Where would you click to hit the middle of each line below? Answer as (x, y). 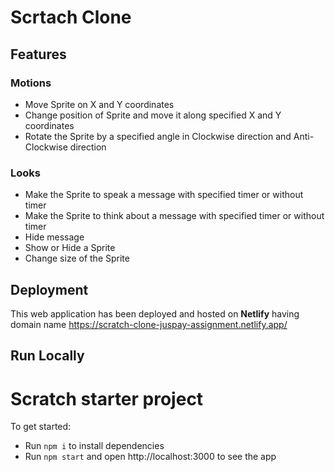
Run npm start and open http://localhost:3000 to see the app (150, 457)
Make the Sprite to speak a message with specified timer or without (164, 195)
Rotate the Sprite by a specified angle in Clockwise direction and (158, 136)
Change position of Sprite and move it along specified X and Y (153, 115)
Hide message (54, 237)
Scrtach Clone (71, 17)
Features (38, 54)
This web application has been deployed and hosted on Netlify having (155, 313)
